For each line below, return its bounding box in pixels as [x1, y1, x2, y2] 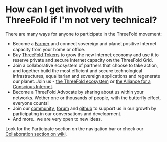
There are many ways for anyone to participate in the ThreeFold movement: [5, 31, 162, 37]
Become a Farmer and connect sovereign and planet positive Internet [12, 40, 157, 46]
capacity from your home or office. [12, 46, 86, 52]
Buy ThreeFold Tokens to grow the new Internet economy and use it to [12, 52, 159, 58]
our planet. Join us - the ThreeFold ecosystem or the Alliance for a [12, 78, 151, 84]
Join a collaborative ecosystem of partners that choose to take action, [12, 62, 158, 68]
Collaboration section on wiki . [5, 131, 67, 137]
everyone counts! [12, 100, 49, 106]
